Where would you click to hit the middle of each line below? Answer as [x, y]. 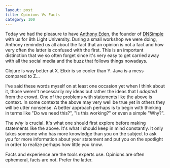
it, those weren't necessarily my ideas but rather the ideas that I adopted [81, 92]
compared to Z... [23, 76]
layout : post [19, 10]
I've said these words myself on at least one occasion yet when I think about [85, 86]
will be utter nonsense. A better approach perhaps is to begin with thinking [83, 108]
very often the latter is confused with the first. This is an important [74, 50]
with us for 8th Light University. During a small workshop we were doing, [81, 39]
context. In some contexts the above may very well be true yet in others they [85, 102]
